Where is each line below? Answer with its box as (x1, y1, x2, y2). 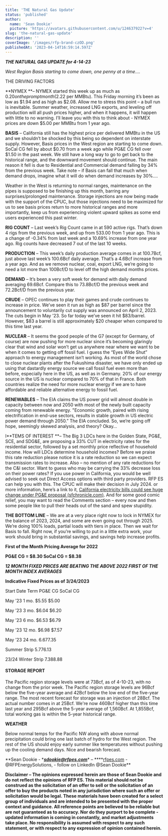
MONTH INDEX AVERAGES (5, 568, 62, 574)
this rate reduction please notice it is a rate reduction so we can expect (5, 454, 152, 460)
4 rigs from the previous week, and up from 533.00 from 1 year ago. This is (5, 230, 160, 236)
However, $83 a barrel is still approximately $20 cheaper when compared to (5, 318, 162, 324)
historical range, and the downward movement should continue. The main (5, 157, 158, 163)
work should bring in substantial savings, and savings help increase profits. (5, 534, 161, 540)
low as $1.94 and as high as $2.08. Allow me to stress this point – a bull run (5, 99, 160, 105)
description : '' (5, 36, 39, 41)
